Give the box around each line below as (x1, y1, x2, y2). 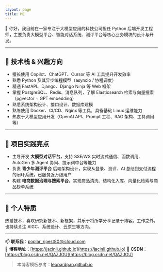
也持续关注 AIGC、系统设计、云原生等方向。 (5, 224, 94, 229)
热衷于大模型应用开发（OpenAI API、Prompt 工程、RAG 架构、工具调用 (12, 114, 154, 120)
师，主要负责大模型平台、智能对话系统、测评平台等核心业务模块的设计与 (5, 31, 149, 37)
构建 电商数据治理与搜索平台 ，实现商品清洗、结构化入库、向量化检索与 (12, 178, 154, 184)
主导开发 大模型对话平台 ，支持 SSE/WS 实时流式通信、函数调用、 (12, 153, 143, 160)
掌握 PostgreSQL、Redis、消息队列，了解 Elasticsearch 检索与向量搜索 (12, 90, 154, 95)
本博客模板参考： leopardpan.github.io (16, 261, 93, 267)
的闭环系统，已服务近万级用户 (12, 172, 72, 178)
